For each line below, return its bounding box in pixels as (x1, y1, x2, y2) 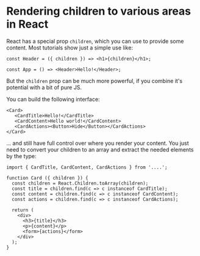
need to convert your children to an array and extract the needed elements (6, 145, 194, 153)
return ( (12, 207, 34, 213)
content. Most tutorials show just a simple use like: (6, 44, 133, 51)
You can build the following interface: (6, 95, 100, 103)
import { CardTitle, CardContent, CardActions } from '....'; (6, 164, 168, 170)
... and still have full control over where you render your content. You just (6, 139, 189, 147)
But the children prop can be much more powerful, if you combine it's (6, 77, 183, 84)
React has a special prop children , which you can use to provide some (6, 37, 184, 45)
